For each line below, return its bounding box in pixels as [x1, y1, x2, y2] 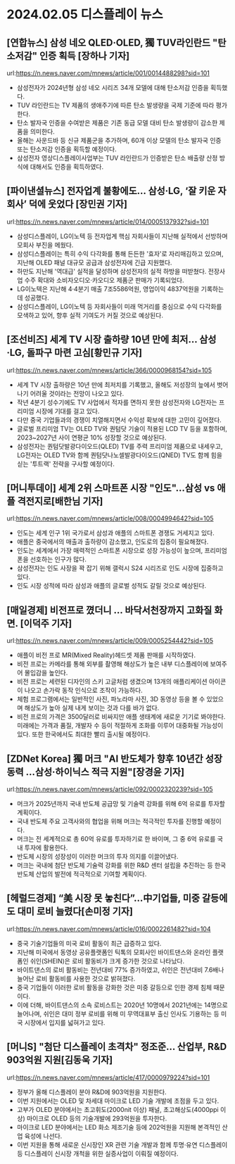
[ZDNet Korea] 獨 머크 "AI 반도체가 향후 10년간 [6, 753, 203, 765]
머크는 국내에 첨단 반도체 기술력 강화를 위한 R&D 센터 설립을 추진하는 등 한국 [16, 861, 227, 869]
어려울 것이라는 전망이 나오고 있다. [30, 389, 125, 397]
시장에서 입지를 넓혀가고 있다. [24, 1018, 106, 1027]
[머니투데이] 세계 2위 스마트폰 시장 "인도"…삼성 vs [6, 482, 215, 494]
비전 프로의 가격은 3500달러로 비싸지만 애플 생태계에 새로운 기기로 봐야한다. [16, 712, 226, 721]
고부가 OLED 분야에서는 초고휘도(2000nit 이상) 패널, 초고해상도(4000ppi [16, 1105, 219, 1113]
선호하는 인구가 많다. [30, 555, 87, 563]
